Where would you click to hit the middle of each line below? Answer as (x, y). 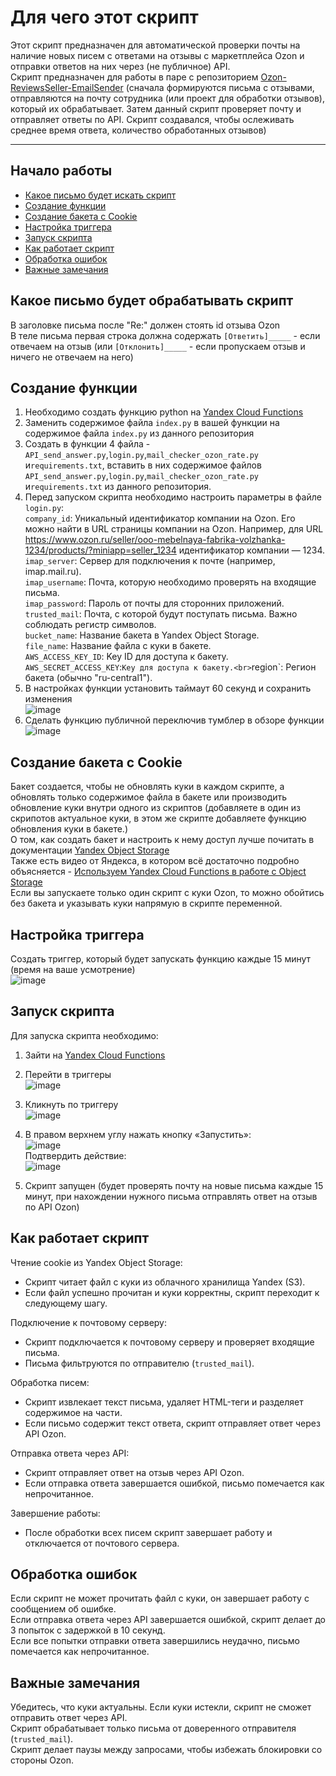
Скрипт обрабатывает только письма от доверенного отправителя (153, 1728)
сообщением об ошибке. (63, 1609)
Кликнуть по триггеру (71, 1104)
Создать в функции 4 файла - (87, 444)
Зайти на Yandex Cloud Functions (95, 1055)
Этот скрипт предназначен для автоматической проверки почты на (155, 45)
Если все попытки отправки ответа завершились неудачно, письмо (155, 1641)
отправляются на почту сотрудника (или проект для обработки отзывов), (167, 98)
